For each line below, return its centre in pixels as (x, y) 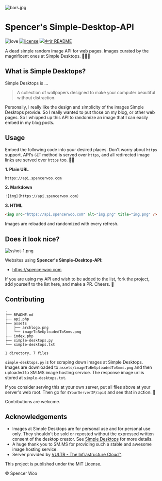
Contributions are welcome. (33, 401)
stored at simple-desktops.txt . (36, 378)
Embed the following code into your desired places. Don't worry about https (81, 149)
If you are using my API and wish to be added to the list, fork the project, (77, 279)
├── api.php (17, 319)
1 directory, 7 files (27, 353)
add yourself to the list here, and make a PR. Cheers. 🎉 (60, 284)
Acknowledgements (36, 417)
